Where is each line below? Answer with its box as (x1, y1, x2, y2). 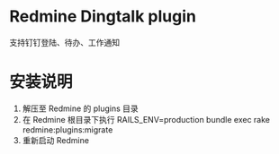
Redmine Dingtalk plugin (9, 6, 196, 27)
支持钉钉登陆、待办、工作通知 (9, 37, 120, 47)
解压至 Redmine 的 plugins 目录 (22, 103, 139, 114)
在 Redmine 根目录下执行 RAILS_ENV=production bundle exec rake (22, 114, 270, 124)
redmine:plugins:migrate (22, 124, 113, 135)
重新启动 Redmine (22, 134, 90, 145)
